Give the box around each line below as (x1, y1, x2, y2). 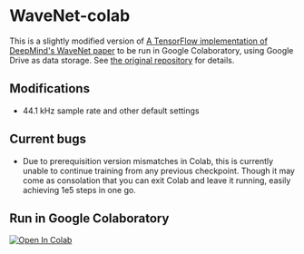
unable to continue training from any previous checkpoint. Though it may (22, 165, 295, 176)
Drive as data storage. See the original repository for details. (9, 54, 235, 65)
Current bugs (9, 132, 86, 147)
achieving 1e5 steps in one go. (22, 184, 136, 195)
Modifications (9, 81, 91, 96)
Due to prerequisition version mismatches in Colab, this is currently (22, 155, 274, 166)
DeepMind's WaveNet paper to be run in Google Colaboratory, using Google (9, 44, 294, 55)
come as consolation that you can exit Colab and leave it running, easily (22, 174, 291, 186)
